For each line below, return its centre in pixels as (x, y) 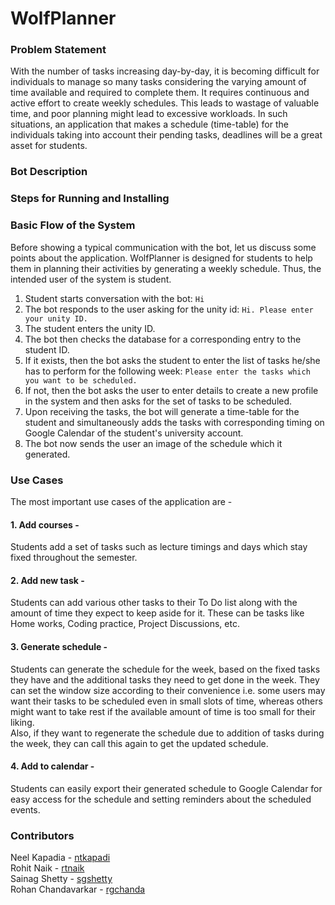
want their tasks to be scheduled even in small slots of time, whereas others (166, 701)
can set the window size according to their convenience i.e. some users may (168, 690)
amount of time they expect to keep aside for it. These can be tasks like (157, 613)
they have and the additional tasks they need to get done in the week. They (165, 679)
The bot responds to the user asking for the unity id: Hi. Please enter (169, 309)
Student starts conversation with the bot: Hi (114, 298)
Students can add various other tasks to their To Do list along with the (154, 603)
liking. (22, 722)
